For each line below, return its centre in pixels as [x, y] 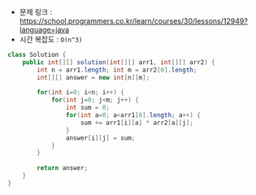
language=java [44, 30]
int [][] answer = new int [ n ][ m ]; [93, 77]
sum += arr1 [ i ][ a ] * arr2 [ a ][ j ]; [137, 123]
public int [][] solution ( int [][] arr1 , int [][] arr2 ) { [119, 62]
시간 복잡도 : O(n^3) [51, 39]
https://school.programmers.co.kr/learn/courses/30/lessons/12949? [134, 21]
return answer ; [63, 168]
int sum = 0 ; [88, 108]
